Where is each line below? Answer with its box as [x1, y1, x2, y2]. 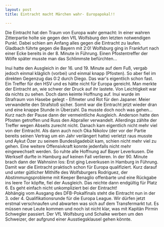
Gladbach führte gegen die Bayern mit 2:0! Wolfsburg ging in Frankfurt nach [5, 45, 160, 51]
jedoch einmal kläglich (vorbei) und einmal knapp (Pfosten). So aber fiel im [5, 70, 156, 76]
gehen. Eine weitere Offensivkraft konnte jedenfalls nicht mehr [5, 143, 132, 149]
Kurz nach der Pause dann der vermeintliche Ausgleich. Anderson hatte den [5, 112, 159, 118]
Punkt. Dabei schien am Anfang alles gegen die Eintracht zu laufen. [5, 40, 141, 46]
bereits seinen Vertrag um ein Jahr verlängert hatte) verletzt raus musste [5, 133, 153, 139]
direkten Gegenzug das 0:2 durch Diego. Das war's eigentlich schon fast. [5, 76, 154, 81]
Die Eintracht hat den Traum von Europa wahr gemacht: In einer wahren [5, 29, 150, 35]
